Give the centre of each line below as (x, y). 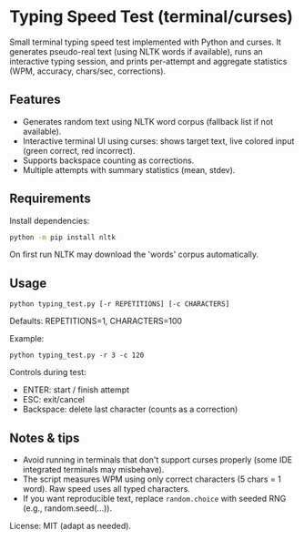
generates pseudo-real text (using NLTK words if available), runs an (137, 51)
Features (35, 100)
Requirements (50, 199)
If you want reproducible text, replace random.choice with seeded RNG (154, 499)
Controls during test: (48, 372)
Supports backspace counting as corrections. (108, 160)
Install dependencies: (50, 220)
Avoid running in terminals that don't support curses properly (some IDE (157, 460)
